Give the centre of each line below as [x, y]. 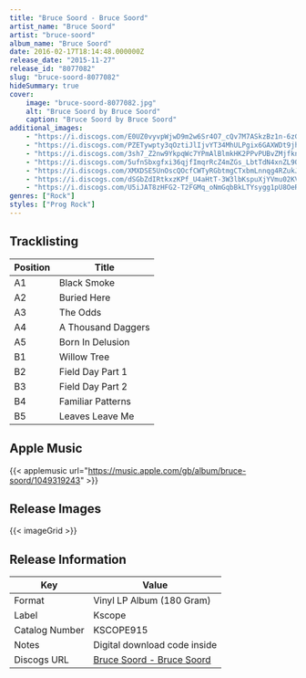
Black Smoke [87, 282]
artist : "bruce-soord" [52, 35]
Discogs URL [42, 660]
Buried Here [85, 297]
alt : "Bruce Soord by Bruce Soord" [93, 111]
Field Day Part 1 [93, 371]
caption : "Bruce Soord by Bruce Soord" [102, 120]
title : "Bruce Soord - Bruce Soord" [79, 18]
